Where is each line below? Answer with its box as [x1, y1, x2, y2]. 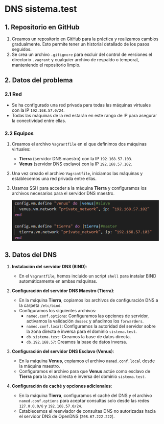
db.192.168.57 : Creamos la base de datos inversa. [26, 339, 128, 345]
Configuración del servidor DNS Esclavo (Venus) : [11, 349, 115, 354]
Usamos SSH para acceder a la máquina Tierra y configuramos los [11, 185, 147, 191]
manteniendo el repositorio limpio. [11, 62, 81, 68]
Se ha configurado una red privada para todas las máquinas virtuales [11, 102, 151, 108]
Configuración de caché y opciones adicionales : [11, 383, 112, 389]
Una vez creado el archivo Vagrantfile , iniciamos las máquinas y [11, 170, 143, 176]
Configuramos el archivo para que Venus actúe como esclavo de [19, 369, 150, 374]
